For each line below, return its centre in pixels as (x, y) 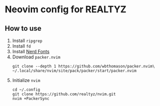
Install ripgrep (27, 40)
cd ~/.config (26, 90)
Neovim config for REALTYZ (66, 9)
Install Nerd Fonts (31, 51)
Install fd (22, 46)
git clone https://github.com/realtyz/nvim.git (64, 94)
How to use (23, 28)
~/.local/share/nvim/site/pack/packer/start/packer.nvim (74, 71)
